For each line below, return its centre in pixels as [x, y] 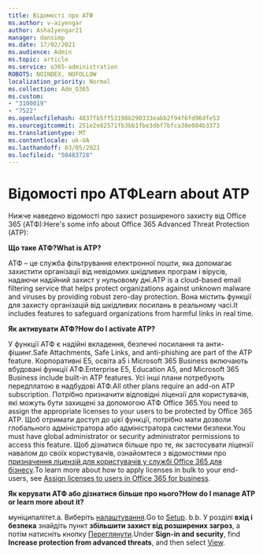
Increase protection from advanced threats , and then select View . [117, 542]
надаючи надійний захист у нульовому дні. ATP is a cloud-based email [125, 280]
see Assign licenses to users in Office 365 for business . [120, 478]
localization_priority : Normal [59, 81]
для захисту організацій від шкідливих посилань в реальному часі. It [123, 306]
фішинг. [21, 353]
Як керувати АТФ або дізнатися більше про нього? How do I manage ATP [132, 493]
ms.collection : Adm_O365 [49, 89]
